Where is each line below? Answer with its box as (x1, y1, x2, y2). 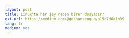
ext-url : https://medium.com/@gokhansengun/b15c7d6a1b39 (5, 16, 125, 21)
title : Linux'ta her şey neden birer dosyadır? (5, 12, 105, 17)
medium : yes (5, 26, 30, 31)
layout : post (5, 7, 32, 12)
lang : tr (5, 21, 23, 26)
